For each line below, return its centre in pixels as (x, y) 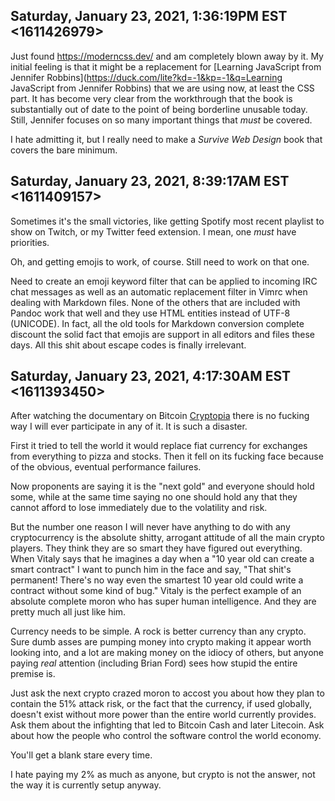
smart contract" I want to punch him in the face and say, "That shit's (151, 570)
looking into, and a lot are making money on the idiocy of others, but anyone (167, 653)
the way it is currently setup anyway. (86, 785)
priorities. (30, 242)
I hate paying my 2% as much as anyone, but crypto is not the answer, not (163, 775)
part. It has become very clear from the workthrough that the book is (151, 98)
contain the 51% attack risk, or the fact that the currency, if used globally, (161, 704)
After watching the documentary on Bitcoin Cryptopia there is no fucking (160, 416)
